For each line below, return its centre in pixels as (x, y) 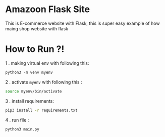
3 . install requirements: (30, 101)
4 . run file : (17, 120)
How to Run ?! (35, 49)
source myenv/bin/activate (34, 91)
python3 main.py (22, 129)
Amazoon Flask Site (48, 9)
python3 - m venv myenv (29, 72)
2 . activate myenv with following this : (44, 82)
